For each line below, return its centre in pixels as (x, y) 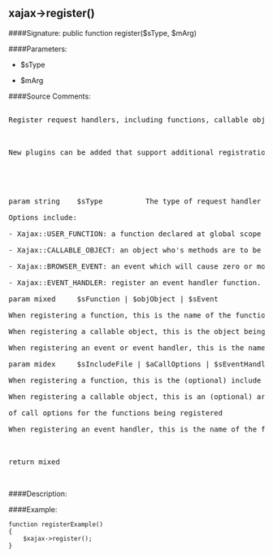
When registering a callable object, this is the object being (137, 331)
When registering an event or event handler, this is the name (137, 348)
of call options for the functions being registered (116, 413)
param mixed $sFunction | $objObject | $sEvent (114, 299)
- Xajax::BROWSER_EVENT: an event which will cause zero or (131, 266)
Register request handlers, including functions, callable (129, 120)
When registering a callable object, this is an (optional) (131, 397)
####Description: (38, 493)
